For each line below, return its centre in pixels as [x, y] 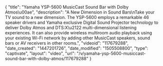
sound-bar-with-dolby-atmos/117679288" [47, 58]
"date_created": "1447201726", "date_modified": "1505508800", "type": [77, 48]
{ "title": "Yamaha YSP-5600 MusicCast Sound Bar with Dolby [67, 7]
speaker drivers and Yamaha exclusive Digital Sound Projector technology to [82, 22]
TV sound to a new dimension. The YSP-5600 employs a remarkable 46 [77, 17]
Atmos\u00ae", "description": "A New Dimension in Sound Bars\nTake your [80, 12]
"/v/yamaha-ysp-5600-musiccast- [111, 53]
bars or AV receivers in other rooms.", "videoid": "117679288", [67, 43]
